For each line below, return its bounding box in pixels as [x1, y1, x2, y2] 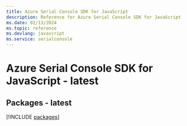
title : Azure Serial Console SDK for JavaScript [6, 8, 128, 15]
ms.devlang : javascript [6, 31, 65, 37]
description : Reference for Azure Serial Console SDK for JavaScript [6, 14, 182, 20]
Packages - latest [6, 98, 72, 108]
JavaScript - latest [6, 75, 99, 88]
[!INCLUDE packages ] [6, 114, 60, 120]
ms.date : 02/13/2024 [6, 20, 57, 25]
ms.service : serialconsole [6, 36, 73, 42]
